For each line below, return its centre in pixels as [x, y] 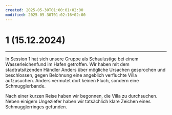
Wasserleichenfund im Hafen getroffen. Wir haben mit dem [67, 64]
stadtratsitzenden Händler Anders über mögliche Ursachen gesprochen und [85, 70]
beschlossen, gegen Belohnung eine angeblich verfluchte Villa [71, 75]
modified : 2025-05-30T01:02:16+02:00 [46, 15]
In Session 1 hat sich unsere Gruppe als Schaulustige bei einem [72, 59]
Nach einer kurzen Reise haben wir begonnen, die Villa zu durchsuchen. [81, 96]
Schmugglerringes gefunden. [36, 107]
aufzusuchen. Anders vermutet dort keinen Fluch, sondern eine [72, 81]
